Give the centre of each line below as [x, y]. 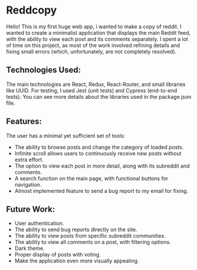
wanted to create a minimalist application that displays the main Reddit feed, [98, 32]
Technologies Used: [44, 70]
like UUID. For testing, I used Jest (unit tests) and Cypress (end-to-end [92, 90]
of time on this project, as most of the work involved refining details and [93, 45]
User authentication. [39, 224]
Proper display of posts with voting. [58, 255]
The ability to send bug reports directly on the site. [76, 229]
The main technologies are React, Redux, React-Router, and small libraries [96, 84]
